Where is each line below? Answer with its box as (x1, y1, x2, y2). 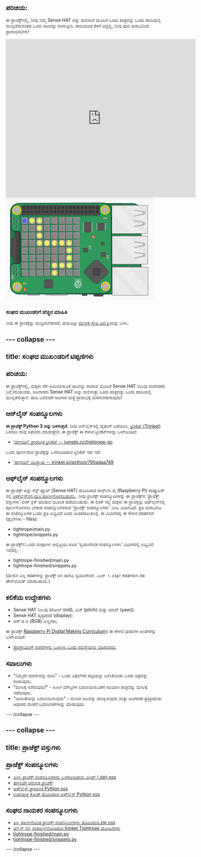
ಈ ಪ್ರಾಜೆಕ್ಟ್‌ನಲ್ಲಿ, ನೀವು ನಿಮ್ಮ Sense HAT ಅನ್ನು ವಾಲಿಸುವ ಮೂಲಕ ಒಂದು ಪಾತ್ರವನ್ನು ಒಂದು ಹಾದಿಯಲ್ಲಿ (6, 17, 162, 23)
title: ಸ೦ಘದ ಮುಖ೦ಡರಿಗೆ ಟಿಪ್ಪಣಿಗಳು (6, 352, 94, 361)
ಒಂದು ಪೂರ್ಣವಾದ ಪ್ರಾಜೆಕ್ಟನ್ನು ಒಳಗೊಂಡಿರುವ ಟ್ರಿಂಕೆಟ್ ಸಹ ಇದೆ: (6, 449, 101, 455)
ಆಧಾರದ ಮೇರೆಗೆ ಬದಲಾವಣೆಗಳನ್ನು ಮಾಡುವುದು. (13, 701, 86, 707)
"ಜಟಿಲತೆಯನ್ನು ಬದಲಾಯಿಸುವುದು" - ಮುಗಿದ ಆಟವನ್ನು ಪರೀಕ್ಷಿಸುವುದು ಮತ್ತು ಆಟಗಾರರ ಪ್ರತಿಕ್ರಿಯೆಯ (13, 695, 162, 701)
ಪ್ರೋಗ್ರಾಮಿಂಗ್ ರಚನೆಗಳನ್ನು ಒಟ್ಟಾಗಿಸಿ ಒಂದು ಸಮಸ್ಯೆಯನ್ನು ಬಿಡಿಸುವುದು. (13, 644, 117, 650)
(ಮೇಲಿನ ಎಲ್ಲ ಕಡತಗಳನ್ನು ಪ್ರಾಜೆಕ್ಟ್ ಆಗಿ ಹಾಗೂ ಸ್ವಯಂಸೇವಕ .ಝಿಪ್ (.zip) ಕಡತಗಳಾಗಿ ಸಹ (6, 572, 145, 578)
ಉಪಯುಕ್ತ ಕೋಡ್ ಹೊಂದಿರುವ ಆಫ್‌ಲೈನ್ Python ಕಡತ (13, 791, 100, 797)
